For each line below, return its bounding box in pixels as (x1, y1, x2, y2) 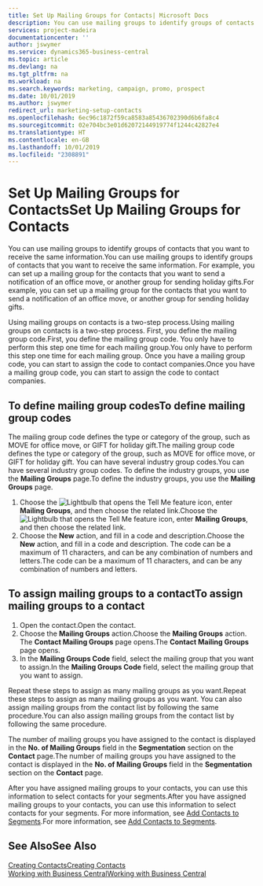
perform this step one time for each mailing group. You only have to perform (8, 343, 253, 353)
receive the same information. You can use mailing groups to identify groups (8, 253, 254, 262)
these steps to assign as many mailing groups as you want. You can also (8, 694, 243, 703)
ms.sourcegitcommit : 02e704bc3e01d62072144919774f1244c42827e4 (8, 121, 220, 129)
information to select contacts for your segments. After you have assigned (8, 792, 247, 801)
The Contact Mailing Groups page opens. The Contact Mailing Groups (19, 637, 250, 646)
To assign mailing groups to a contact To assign (8, 587, 243, 600)
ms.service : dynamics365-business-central (8, 48, 149, 56)
